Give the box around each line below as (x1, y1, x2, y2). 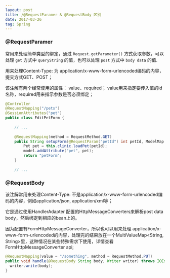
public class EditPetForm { (5, 115, 65, 121)
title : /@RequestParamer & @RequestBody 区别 (5, 12, 101, 17)
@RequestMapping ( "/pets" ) (5, 106, 60, 111)
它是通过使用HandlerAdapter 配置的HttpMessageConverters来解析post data (5, 208, 163, 215)
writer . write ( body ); (10, 263, 53, 268)
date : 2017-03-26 (5, 17, 42, 22)
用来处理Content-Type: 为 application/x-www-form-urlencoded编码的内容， (5, 67, 164, 74)
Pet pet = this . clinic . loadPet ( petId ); (23, 144, 108, 149)
